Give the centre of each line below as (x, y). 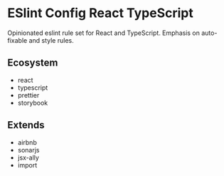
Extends (26, 125)
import (27, 165)
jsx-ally (28, 157)
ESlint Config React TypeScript (101, 13)
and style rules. (51, 40)
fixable (17, 40)
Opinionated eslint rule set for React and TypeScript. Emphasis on (104, 33)
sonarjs (28, 150)
